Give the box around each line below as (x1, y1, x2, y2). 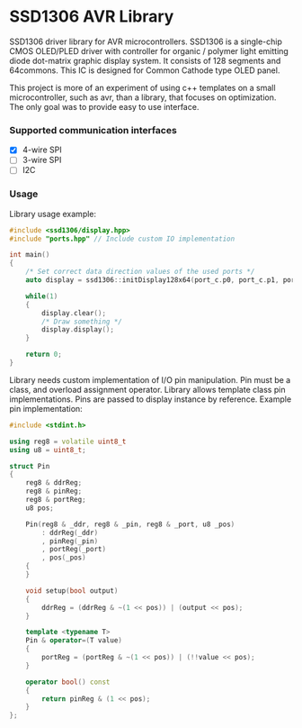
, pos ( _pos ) (41, 553, 87, 562)
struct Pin (9, 461, 50, 470)
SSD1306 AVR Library (9, 6, 174, 27)
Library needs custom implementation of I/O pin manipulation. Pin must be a (9, 374, 291, 385)
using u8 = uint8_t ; (9, 445, 87, 454)
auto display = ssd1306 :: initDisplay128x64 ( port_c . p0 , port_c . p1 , (25, 276, 280, 285)
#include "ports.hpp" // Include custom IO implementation (9, 234, 235, 243)
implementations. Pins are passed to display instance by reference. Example (9, 394, 292, 405)
